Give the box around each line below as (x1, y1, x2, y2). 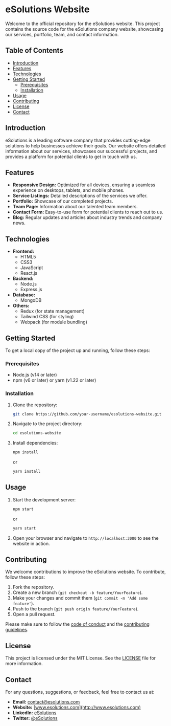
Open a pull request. (12, 611, 56, 618)
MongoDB (20, 297, 42, 303)
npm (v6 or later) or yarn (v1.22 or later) (12, 377, 96, 383)
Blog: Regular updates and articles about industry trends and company (12, 214, 162, 221)
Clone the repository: (12, 402, 58, 408)
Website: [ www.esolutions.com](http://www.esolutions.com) (12, 705, 141, 711)
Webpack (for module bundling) (20, 319, 88, 325)
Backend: (12, 275, 34, 282)
